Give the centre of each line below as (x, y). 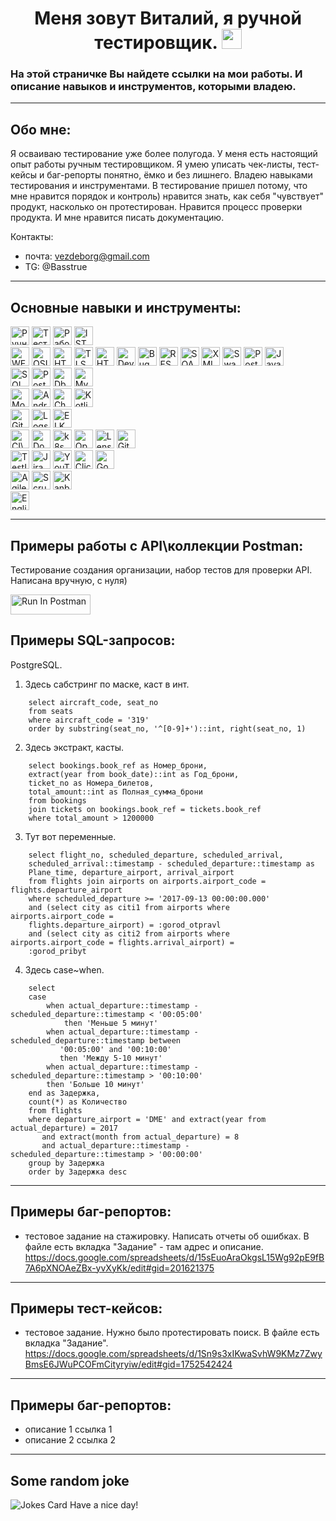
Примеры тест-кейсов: (86, 1308)
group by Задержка (66, 1163)
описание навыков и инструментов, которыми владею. (153, 87)
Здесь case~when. (64, 969)
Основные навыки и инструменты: (126, 307)
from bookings (57, 800)
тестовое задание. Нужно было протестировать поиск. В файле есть (172, 1333)
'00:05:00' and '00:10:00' (115, 1049)
